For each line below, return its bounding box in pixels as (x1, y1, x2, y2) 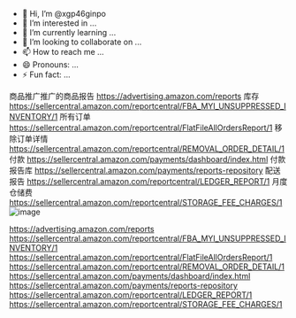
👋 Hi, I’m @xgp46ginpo (21, 9, 106, 19)
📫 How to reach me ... (21, 47, 104, 57)
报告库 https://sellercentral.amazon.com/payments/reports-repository (9, 165, 263, 175)
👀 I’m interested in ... (21, 18, 97, 28)
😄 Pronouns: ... (21, 59, 80, 70)
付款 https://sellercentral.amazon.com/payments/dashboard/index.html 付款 (9, 154, 286, 164)
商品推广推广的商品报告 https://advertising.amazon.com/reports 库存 (9, 91, 260, 101)
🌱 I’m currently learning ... (21, 27, 117, 37)
